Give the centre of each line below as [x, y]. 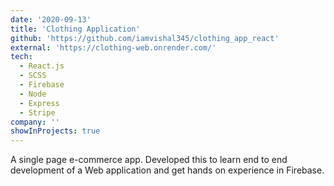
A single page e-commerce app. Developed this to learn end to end [149, 160]
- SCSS [33, 76]
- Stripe [37, 112]
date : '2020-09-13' [51, 19]
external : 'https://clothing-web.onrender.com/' [113, 47]
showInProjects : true [55, 131]
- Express [39, 103]
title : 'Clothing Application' [75, 29]
